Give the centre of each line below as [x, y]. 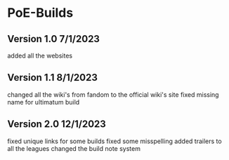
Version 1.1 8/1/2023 [53, 78]
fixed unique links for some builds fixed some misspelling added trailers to [115, 141]
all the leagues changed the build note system [74, 148]
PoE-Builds [40, 13]
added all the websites [40, 55]
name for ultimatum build [44, 102]
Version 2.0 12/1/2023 [57, 124]
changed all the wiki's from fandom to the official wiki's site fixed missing [113, 94]
